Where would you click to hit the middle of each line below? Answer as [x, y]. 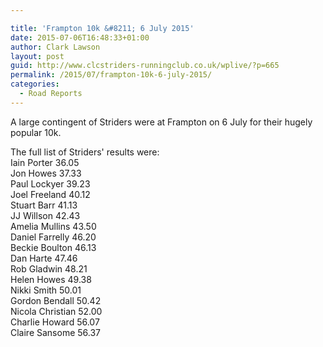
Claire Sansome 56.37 [56, 332]
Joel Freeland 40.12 [50, 194]
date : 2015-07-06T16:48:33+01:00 [80, 37]
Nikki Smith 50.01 [46, 290]
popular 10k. [36, 132]
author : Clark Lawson [55, 47]
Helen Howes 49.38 [51, 279]
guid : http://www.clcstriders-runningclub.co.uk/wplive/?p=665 [145, 66]
